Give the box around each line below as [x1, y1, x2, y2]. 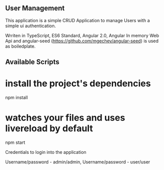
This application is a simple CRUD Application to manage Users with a [5, 17, 150, 23]
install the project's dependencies [5, 78, 151, 90]
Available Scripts [5, 58, 59, 66]
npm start [5, 139, 26, 145]
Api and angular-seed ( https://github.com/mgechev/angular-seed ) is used [5, 38, 159, 44]
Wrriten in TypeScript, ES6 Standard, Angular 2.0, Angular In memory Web [5, 32, 159, 38]
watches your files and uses [5, 112, 125, 124]
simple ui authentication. [5, 23, 56, 29]
